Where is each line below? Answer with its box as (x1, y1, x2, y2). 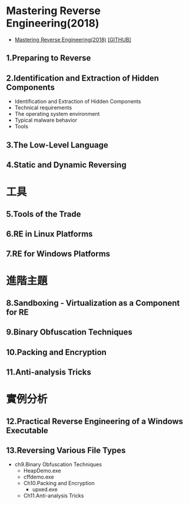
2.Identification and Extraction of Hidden (6, 73, 159, 83)
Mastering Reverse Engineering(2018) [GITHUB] (14, 36, 131, 43)
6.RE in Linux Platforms (6, 229, 93, 239)
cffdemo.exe (23, 473, 54, 480)
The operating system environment (14, 111, 100, 118)
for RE (6, 307, 29, 317)
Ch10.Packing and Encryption (23, 480, 95, 487)
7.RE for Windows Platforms (6, 249, 111, 259)
